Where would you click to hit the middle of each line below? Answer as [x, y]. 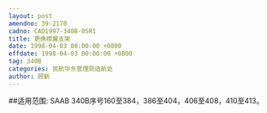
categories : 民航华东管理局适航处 [61, 69]
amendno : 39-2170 [38, 24]
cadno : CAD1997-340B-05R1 [52, 31]
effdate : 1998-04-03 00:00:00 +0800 [70, 54]
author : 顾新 [29, 76]
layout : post [31, 16]
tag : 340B [25, 62]
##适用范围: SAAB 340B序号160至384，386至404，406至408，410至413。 [136, 100]
